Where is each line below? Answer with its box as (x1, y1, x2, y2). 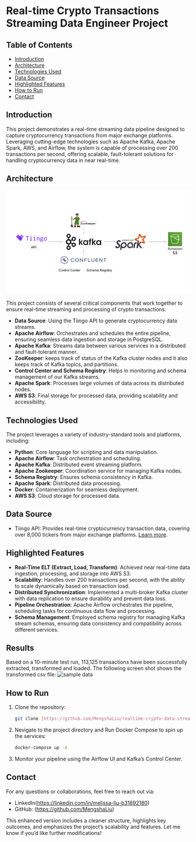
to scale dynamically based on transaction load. (14, 582, 130, 590)
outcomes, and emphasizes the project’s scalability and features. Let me (6, 823, 180, 830)
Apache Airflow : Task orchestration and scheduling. (14, 454, 142, 462)
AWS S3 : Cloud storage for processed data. (14, 492, 121, 499)
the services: (14, 733, 46, 740)
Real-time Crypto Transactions (6, 4, 159, 18)
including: (6, 437, 30, 444)
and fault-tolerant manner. (14, 348, 78, 356)
